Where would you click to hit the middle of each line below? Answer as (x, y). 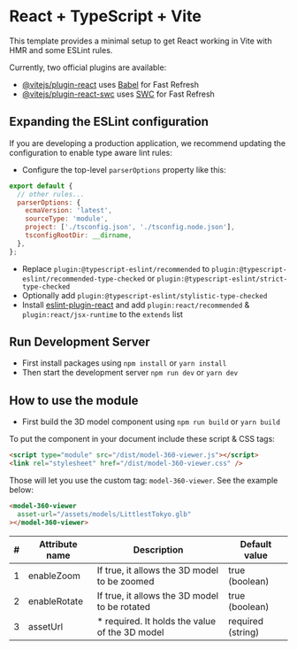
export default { (41, 186)
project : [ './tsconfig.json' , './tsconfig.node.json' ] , (130, 228)
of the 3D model (130, 632)
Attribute (58, 544)
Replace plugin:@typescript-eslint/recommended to (116, 268)
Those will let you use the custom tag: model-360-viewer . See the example (144, 480)
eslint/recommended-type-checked (84, 279)
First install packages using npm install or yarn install (124, 363)
